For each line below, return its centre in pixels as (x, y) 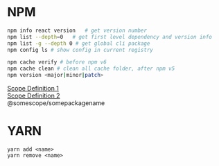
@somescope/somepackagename (56, 103)
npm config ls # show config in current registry (80, 50)
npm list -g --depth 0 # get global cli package (79, 43)
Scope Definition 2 (34, 96)
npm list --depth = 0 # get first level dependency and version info (110, 37)
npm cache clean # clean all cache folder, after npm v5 (91, 69)
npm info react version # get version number (77, 30)
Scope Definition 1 (33, 89)
